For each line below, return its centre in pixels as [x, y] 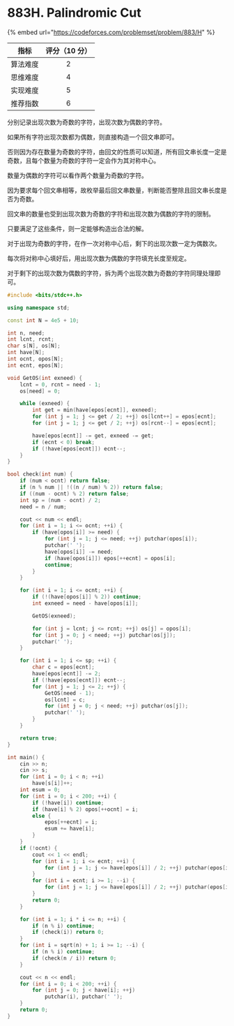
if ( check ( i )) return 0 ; [68, 932]
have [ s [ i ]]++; [53, 784]
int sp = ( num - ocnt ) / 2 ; [60, 500]
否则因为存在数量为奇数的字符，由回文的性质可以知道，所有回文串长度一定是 [117, 152]
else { [42, 816]
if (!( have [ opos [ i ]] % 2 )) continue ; [87, 597]
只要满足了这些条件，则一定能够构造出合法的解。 [77, 228]
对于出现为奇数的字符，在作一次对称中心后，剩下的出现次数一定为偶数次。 [114, 243]
